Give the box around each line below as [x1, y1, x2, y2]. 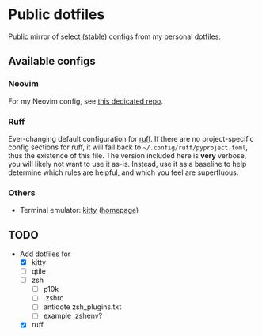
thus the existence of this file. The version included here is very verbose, [8, 150, 247, 160]
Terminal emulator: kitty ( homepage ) [19, 206, 139, 215]
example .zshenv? [43, 311, 103, 321]
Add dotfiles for [19, 249, 71, 259]
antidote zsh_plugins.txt [43, 302, 122, 311]
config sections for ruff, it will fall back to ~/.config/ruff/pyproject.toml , [8, 142, 248, 152]
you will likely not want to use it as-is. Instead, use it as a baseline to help [8, 159, 247, 168]
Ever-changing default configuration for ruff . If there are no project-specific [8, 134, 255, 143]
